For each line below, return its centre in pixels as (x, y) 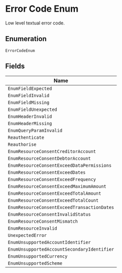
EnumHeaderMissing (30, 123)
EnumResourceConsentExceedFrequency (52, 179)
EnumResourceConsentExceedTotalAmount (54, 193)
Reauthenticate (26, 137)
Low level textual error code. (35, 23)
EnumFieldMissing (29, 102)
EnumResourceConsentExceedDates (47, 172)
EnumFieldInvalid (29, 95)
